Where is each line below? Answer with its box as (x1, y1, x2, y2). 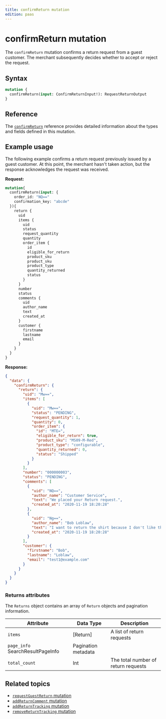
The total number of (110, 657, 157, 664)
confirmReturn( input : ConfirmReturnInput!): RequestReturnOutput (9, 92, 147, 97)
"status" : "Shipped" (36, 452, 79, 456)
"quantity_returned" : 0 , (36, 447, 87, 452)
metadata (72, 648, 95, 655)
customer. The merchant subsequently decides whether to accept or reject (5, 55, 158, 61)
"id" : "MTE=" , (36, 429, 65, 434)
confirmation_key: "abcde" (14, 199, 70, 204)
